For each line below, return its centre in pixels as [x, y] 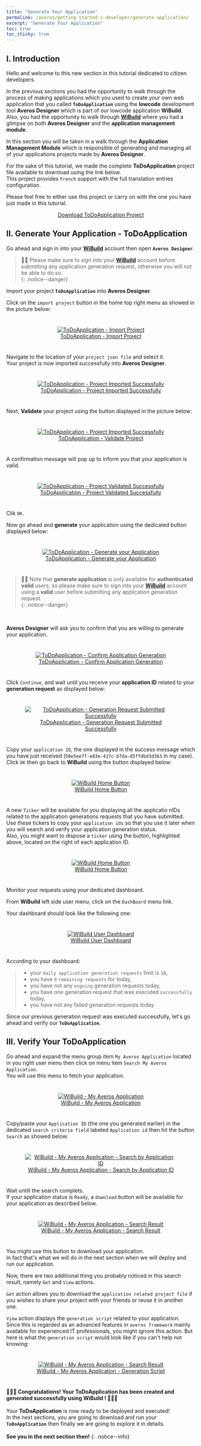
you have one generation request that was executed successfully [111, 992]
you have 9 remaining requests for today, [81, 979]
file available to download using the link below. [64, 172]
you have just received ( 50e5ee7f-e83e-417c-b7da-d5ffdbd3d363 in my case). [100, 756]
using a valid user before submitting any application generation [99, 592]
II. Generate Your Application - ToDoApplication [97, 234]
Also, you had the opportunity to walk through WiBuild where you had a [95, 117]
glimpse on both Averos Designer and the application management [91, 123]
